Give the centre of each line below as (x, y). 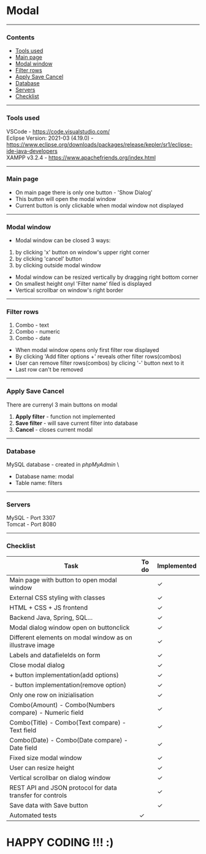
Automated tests (33, 815)
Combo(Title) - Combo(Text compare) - (68, 722)
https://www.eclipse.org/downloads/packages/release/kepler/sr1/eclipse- (100, 144)
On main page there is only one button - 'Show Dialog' (84, 192)
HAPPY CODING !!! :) (60, 842)
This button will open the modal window (66, 199)
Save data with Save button (49, 805)
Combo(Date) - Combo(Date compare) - (69, 740)
